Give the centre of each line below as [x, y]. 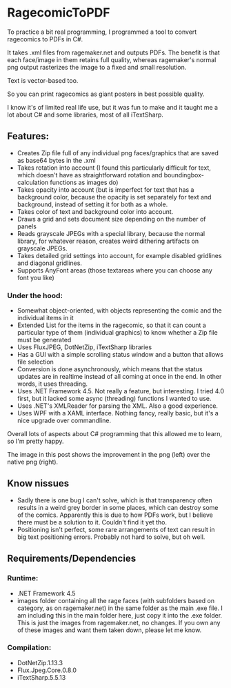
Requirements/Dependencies [72, 559]
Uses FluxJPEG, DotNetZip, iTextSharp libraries [84, 347]
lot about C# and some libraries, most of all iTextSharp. [86, 115]
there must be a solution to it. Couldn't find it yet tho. [92, 522]
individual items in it [45, 318]
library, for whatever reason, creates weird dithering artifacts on [108, 241]
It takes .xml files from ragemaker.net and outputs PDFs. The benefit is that [114, 52]
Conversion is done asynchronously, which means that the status [110, 369]
